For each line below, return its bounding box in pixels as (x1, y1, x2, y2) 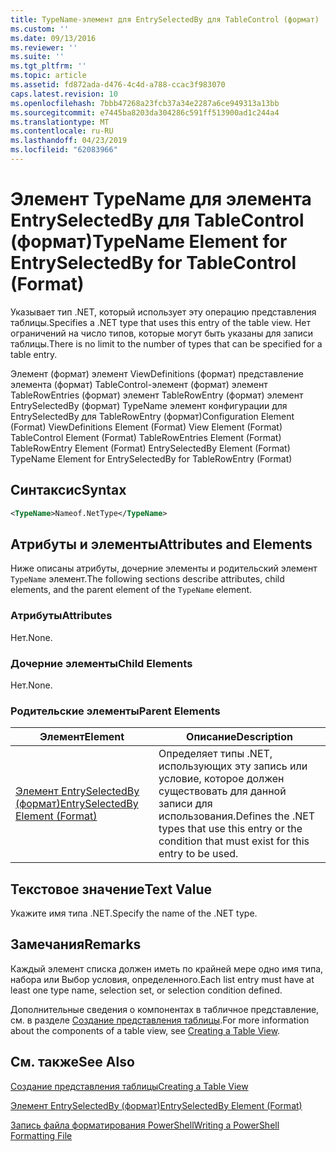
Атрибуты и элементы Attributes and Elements (10, 536, 313, 553)
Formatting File (10, 1129, 73, 1141)
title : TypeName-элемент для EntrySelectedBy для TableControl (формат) (10, 14, 320, 25)
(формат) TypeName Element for (10, 231, 288, 253)
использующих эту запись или (158, 759, 308, 773)
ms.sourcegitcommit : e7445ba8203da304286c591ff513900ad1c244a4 (10, 107, 280, 118)
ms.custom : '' (10, 24, 70, 34)
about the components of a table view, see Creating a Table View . (10, 1024, 281, 1036)
